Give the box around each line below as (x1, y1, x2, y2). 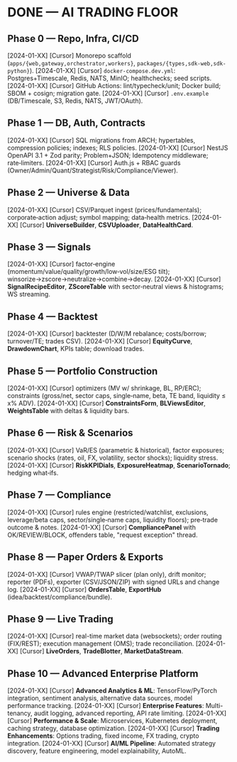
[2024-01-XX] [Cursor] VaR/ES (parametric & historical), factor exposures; (7, 446, 225, 454)
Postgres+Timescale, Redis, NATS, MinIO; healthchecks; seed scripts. (7, 74, 211, 82)
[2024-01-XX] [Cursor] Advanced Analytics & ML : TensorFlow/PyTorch (7, 686, 218, 695)
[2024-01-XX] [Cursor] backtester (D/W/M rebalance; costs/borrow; (7, 329, 207, 338)
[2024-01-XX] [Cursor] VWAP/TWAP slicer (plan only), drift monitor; (7, 570, 206, 578)
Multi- (205, 702, 224, 710)
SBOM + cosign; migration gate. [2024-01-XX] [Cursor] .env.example (7, 89, 209, 97)
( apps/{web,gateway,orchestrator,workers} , (7, 59, 136, 67)
